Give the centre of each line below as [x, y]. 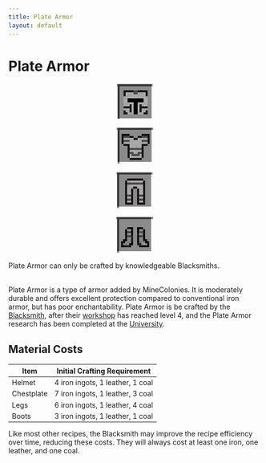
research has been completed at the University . [87, 324]
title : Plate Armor [41, 17]
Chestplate [30, 394]
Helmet [24, 382]
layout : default [35, 25]
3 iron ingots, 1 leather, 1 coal [104, 416]
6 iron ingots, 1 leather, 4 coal [104, 404]
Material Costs [46, 349]
